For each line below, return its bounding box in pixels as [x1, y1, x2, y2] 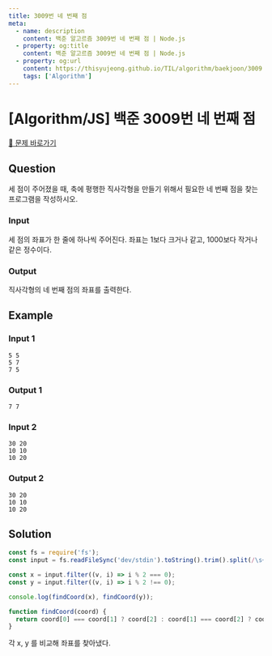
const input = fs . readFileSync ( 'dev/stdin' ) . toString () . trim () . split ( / [8, 556, 255, 564]
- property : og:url [15, 58, 82, 66]
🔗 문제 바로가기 [8, 138, 57, 147]
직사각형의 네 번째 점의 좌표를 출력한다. [8, 284, 132, 294]
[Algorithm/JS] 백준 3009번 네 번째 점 [8, 109, 257, 128]
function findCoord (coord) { [8, 607, 107, 616]
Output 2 [8, 473, 45, 484]
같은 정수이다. [8, 245, 53, 254]
